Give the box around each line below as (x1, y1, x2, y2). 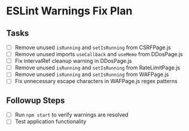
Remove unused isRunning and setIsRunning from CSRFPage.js (14, 44, 172, 51)
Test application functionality (14, 118, 87, 125)
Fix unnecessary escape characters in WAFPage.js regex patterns (14, 78, 178, 85)
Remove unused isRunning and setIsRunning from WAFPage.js (14, 71, 169, 78)
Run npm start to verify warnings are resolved (14, 111, 129, 118)
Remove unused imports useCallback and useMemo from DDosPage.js (14, 51, 184, 58)
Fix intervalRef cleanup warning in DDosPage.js (14, 57, 132, 65)
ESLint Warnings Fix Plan (6, 4, 133, 18)
